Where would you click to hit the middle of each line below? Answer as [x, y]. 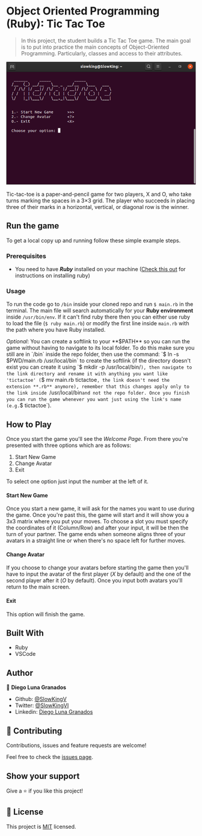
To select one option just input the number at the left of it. [78, 482]
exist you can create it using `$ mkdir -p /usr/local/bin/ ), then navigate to [99, 367]
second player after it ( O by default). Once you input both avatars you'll [94, 581]
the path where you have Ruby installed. [56, 330]
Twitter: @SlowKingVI [42, 705]
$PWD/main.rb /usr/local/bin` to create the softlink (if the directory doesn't [99, 361]
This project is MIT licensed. [41, 826]
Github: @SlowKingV [41, 699]
